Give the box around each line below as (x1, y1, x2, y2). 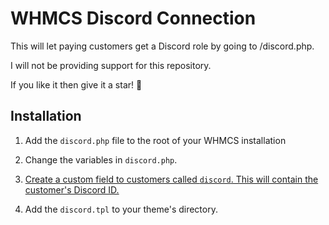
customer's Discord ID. (24, 183, 120, 196)
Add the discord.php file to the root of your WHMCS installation (24, 134, 287, 146)
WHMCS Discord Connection (10, 7, 257, 30)
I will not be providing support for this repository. (10, 59, 212, 71)
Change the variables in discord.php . (24, 153, 178, 166)
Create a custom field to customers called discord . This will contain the (24, 173, 319, 185)
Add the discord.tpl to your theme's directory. (24, 203, 218, 215)
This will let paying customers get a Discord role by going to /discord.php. (10, 40, 315, 52)
